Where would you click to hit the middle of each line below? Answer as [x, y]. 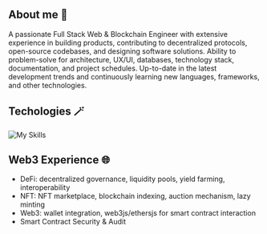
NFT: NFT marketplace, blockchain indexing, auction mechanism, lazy [135, 196]
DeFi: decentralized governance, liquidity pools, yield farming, [122, 179]
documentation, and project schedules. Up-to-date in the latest [113, 68]
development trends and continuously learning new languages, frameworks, [134, 76]
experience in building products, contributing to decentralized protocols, [128, 42]
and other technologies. [48, 85]
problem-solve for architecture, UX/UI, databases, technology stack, [121, 59]
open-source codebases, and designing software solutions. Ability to [122, 51]
